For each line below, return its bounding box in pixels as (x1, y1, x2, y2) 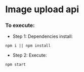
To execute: (5, 22, 35, 29)
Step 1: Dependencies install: (12, 33, 73, 39)
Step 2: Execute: (12, 52, 47, 58)
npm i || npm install (5, 43, 51, 49)
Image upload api (5, 4, 79, 15)
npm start (5, 62, 26, 67)
